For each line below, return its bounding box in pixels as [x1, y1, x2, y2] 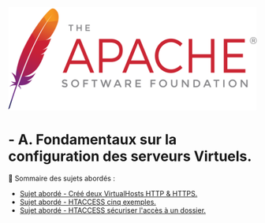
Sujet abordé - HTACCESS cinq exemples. [19, 197, 156, 206]
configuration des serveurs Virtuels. [8, 147, 252, 165]
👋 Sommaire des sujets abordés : [8, 173, 116, 183]
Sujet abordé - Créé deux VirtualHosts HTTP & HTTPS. [19, 188, 198, 198]
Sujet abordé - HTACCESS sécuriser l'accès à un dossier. [19, 205, 207, 215]
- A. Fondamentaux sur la [8, 130, 177, 148]
